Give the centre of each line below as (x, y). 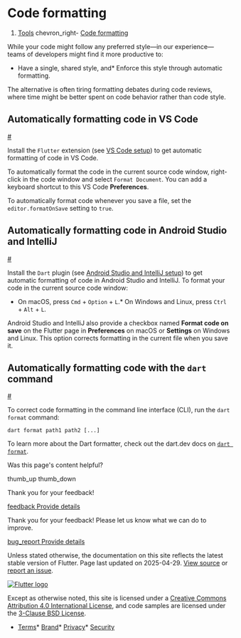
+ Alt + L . (32, 309)
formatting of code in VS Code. (53, 157)
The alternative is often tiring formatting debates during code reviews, (110, 89)
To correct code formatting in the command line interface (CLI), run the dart (119, 410)
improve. (20, 528)
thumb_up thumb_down (42, 479)
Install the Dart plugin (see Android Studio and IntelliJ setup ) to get (105, 273)
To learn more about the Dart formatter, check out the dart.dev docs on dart (119, 444)
